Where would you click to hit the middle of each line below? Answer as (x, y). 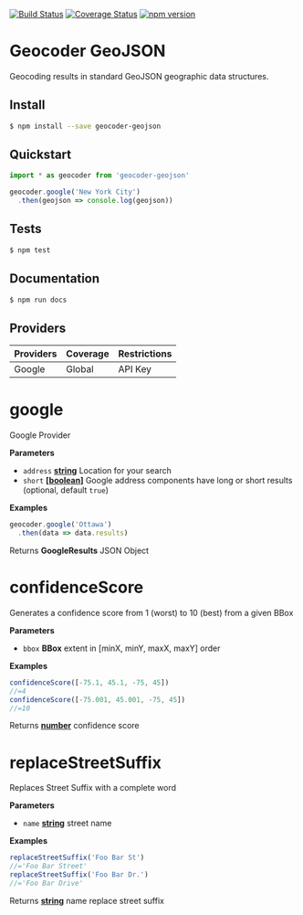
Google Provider (40, 435)
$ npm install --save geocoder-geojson (85, 126)
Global (80, 369)
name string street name (67, 824)
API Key (135, 369)
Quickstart (41, 155)
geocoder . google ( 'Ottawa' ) (61, 525)
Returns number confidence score (74, 726)
